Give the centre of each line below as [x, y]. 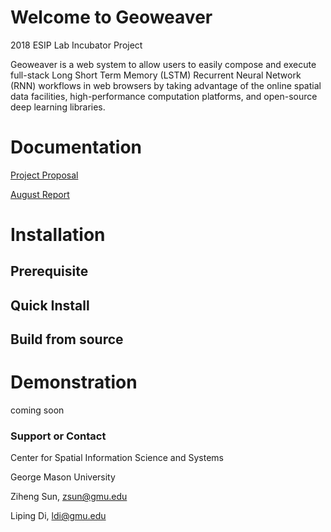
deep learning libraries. [58, 107]
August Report [40, 194]
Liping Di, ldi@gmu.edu [58, 516]
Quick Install [50, 305]
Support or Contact [58, 436]
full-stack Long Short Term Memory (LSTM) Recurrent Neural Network [156, 75]
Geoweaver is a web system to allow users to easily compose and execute [163, 64]
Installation [58, 235]
